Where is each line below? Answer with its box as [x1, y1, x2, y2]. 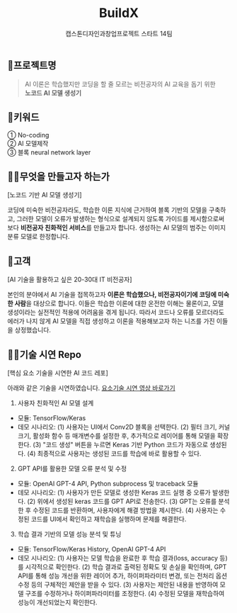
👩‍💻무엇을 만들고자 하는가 [7, 170, 110, 182]
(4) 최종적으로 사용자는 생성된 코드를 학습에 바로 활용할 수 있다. [27, 449, 202, 458]
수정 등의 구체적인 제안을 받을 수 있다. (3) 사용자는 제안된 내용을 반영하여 [17, 580, 219, 589]
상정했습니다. [14, 326, 52, 334]
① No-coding [7, 130, 50, 139]
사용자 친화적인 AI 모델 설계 [17, 399, 94, 407]
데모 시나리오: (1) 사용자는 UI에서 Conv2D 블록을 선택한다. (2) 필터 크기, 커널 [17, 423, 231, 431]
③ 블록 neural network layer [7, 147, 91, 157]
